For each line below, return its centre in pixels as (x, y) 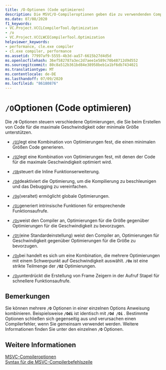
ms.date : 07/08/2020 (26, 19)
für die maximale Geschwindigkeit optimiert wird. (62, 162)
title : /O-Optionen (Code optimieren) (45, 10)
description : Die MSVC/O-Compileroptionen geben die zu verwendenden (78, 14)
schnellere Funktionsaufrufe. (41, 281)
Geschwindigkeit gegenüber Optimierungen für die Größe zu (74, 240)
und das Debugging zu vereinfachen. (50, 186)
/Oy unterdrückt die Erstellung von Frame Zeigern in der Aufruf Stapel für (86, 275)
